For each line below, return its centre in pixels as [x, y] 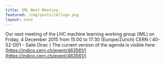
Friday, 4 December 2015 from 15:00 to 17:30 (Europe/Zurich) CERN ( [78, 39]
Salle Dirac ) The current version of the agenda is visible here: [91, 45]
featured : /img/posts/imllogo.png [42, 15]
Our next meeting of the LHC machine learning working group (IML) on [80, 34]
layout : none [19, 19]
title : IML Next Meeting [32, 10]
